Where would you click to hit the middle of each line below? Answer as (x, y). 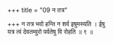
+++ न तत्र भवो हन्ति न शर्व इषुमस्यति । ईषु (56, 24)
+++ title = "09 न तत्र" (37, 10)
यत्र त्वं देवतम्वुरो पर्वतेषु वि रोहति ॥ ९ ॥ (50, 32)
